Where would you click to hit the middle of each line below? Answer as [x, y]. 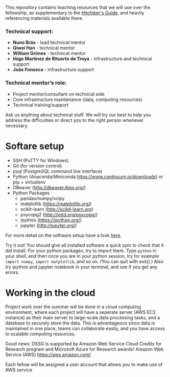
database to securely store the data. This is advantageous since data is [80, 323]
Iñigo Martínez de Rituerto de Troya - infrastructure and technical [82, 59]
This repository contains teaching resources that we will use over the [78, 7]
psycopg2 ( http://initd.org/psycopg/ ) [59, 214]
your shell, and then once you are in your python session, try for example [82, 256]
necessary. [17, 125]
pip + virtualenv [29, 182]
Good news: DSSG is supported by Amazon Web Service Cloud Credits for [83, 344]
